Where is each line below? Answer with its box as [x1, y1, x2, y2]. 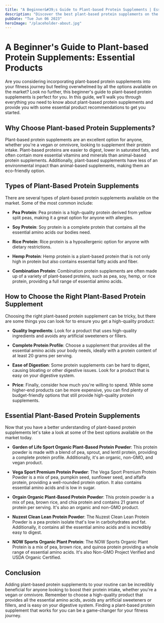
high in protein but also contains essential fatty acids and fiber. [12, 258, 139, 264]
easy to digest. [12, 529, 42, 535]
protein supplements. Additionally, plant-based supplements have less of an [5, 157, 158, 163]
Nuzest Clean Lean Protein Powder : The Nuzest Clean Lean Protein [12, 514, 149, 520]
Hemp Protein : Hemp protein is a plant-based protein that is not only [12, 253, 150, 259]
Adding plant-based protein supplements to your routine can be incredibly [5, 582, 154, 587]
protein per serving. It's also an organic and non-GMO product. [12, 505, 139, 510]
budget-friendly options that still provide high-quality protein [12, 392, 134, 398]
